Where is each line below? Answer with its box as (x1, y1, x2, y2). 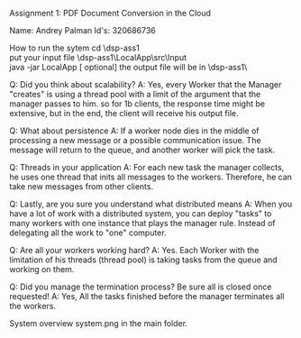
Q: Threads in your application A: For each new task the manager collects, (9, 162, 285, 172)
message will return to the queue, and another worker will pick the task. (9, 144, 276, 155)
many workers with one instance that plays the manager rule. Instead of (9, 218, 276, 228)
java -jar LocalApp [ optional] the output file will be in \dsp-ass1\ (9, 62, 248, 72)
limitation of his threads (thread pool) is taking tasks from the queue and (9, 254, 278, 265)
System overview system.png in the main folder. (9, 318, 187, 328)
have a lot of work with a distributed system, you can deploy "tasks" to (9, 208, 272, 219)
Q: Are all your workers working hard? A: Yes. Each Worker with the (9, 245, 260, 255)
